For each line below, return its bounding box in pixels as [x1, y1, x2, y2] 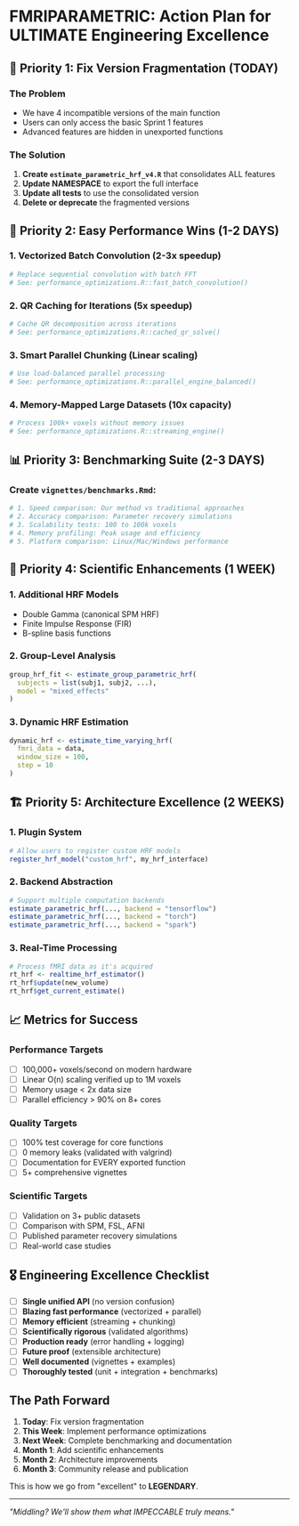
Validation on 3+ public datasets [21, 1210, 141, 1221]
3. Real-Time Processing [9, 942, 117, 954]
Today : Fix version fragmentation [21, 1416, 145, 1427]
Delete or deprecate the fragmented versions [21, 198, 190, 208]
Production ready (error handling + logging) [21, 1336, 185, 1347]
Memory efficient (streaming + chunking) [21, 1316, 176, 1327]
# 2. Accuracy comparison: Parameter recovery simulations [9, 512, 233, 522]
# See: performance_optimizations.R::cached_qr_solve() [9, 328, 221, 337]
